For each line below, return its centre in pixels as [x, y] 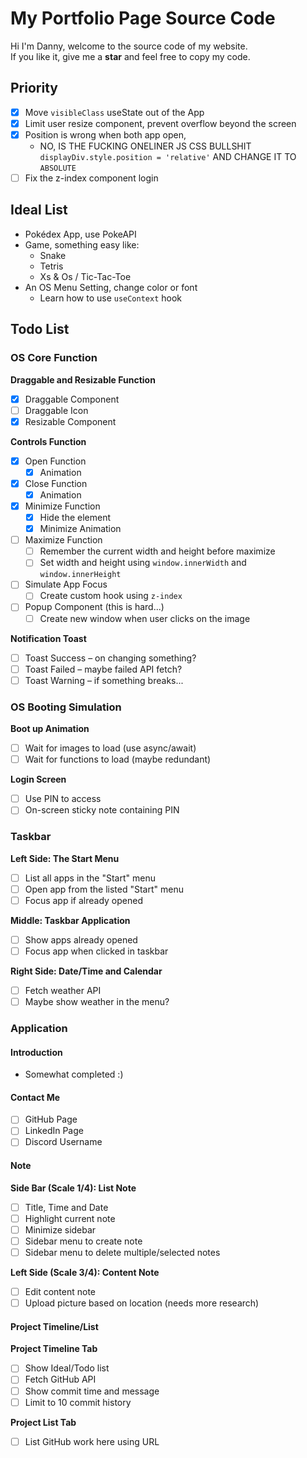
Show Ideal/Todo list [67, 1368]
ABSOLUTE [58, 168]
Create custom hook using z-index [111, 596]
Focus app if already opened [83, 900]
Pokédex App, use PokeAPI [80, 234]
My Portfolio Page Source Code [143, 18]
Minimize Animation [80, 529]
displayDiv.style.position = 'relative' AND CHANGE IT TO [168, 156]
